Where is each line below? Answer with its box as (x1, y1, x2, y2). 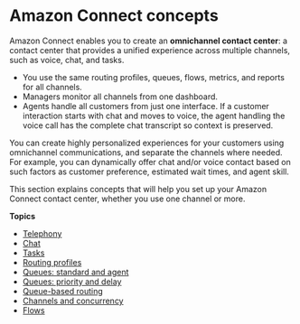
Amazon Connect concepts (9, 5, 219, 26)
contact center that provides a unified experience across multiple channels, (9, 44, 291, 55)
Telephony (22, 227, 62, 239)
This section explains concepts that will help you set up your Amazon (9, 183, 267, 194)
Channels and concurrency (22, 295, 124, 306)
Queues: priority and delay (22, 276, 122, 287)
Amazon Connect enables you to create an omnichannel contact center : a (9, 35, 287, 46)
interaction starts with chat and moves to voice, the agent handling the (22, 110, 286, 121)
